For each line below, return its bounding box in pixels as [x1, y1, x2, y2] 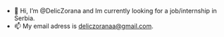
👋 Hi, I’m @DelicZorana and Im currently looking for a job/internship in [13, 7, 217, 15]
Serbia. [13, 14, 35, 22]
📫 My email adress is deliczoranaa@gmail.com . [13, 22, 154, 30]
